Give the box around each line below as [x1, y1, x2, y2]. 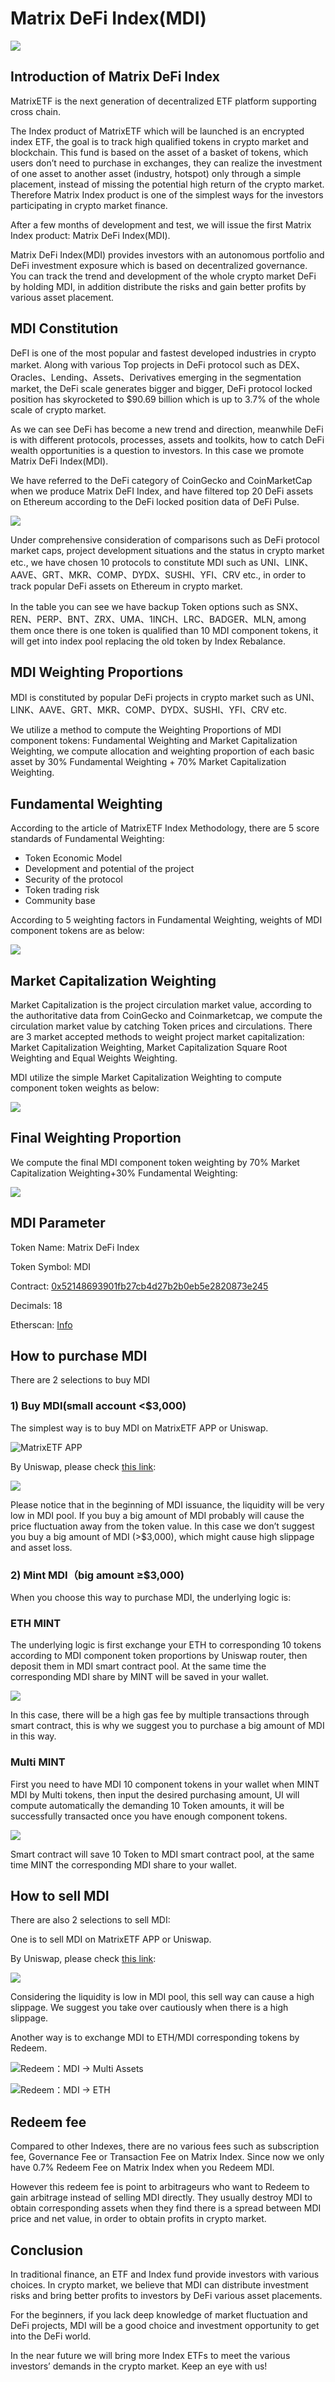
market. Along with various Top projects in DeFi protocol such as [10, 358, 277, 371]
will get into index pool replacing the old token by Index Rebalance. [10, 635, 287, 647]
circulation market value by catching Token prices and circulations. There [10, 1020, 313, 1032]
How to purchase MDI [10, 1348, 148, 1365]
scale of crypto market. [10, 403, 107, 416]
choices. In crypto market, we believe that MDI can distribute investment [10, 2279, 309, 2291]
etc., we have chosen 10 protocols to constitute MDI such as [10, 556, 259, 568]
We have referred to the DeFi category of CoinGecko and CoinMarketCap [10, 474, 313, 486]
